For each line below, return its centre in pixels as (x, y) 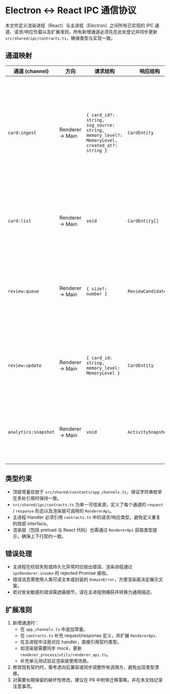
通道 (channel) (31, 71)
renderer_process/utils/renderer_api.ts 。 (66, 654)
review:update (25, 365)
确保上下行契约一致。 (44, 536)
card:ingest (22, 133)
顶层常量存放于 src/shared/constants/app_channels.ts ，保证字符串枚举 (87, 492)
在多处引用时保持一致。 (37, 498)
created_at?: (102, 145)
